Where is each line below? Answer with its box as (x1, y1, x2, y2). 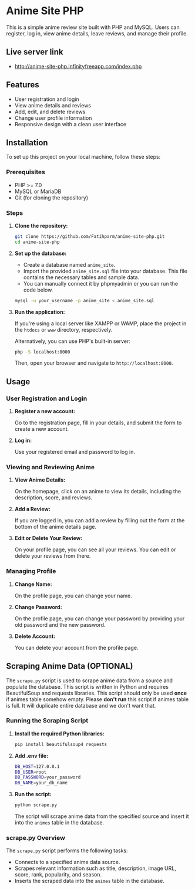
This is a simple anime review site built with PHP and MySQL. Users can (6, 24, 180, 31)
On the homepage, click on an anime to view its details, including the (14, 488, 181, 495)
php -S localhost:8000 (14, 349, 70, 355)
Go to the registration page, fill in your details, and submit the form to (14, 419, 182, 426)
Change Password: (14, 603, 63, 610)
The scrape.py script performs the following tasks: (6, 847, 128, 854)
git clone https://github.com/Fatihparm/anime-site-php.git (14, 233, 165, 240)
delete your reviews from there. (14, 552, 91, 559)
